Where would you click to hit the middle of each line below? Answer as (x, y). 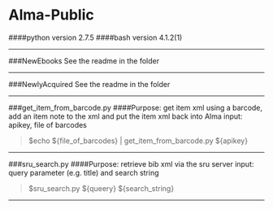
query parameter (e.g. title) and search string (84, 172)
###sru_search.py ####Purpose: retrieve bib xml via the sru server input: (131, 163)
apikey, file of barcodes (48, 124)
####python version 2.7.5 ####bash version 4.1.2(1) (95, 37)
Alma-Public (52, 15)
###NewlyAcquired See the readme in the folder (89, 84)
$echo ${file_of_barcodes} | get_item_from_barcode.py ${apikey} (138, 141)
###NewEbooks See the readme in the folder (84, 61)
